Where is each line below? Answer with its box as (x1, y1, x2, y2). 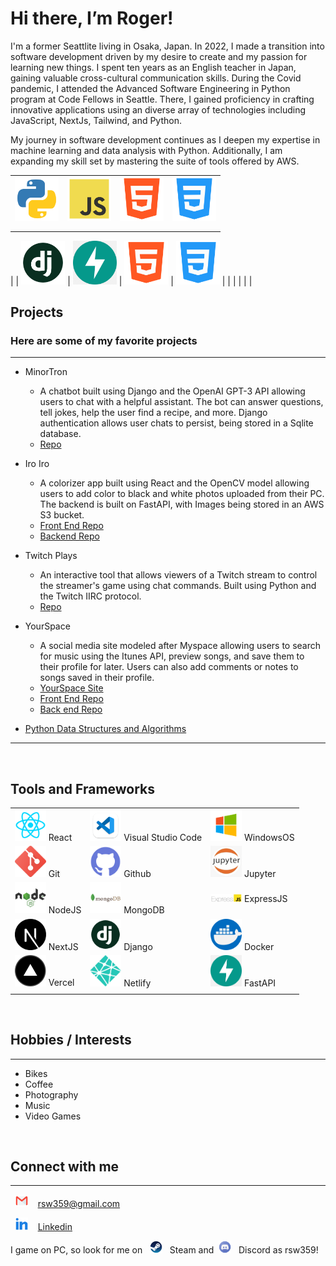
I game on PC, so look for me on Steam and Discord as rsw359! (10, 1244, 319, 1256)
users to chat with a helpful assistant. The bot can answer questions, (39, 396, 324, 408)
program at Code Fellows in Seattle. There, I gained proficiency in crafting (10, 93, 315, 105)
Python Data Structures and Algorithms (24, 723, 187, 735)
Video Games (24, 1110, 82, 1122)
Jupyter (243, 868, 277, 880)
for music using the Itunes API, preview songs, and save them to (39, 650, 305, 662)
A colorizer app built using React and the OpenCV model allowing (39, 477, 310, 489)
